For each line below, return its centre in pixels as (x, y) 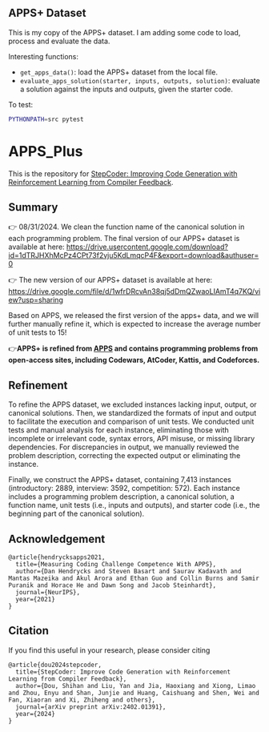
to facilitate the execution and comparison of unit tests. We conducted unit (131, 422)
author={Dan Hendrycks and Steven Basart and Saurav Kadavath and (128, 572)
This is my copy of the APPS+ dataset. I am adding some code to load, (124, 32)
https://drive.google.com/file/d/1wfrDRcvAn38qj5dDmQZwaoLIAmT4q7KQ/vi (134, 292)
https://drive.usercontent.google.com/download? (147, 247)
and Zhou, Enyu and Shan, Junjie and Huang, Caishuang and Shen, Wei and (134, 693)
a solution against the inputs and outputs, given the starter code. (126, 89)
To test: (21, 104)
